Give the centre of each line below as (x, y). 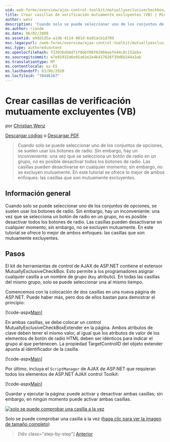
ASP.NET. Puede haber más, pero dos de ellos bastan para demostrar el (80, 297)
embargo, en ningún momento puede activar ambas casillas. (68, 399)
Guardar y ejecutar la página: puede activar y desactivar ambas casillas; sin (84, 394)
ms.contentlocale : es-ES (31, 66)
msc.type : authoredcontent (34, 48)
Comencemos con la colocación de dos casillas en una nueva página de (80, 292)
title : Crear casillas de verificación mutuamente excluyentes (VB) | (81, 15)
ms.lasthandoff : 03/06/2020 (35, 71)
